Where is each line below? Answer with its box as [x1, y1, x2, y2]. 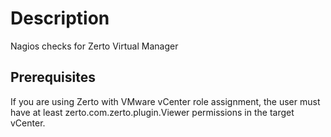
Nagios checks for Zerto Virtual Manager [10, 40, 179, 52]
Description [10, 7, 110, 30]
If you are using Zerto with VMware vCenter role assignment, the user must [10, 95, 321, 107]
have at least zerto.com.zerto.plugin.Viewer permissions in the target [10, 106, 295, 118]
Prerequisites [10, 69, 96, 86]
